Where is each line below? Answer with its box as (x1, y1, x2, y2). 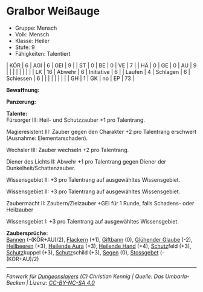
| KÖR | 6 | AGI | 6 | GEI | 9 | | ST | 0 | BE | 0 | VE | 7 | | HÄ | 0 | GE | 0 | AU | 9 (6, 62, 197, 69)
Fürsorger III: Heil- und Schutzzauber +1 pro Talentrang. (6, 116, 145, 124)
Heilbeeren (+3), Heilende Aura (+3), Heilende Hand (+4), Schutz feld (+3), (6, 242, 192, 250)
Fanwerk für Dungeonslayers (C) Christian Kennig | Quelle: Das (6, 273, 164, 280)
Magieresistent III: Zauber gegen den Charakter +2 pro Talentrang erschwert (6, 128, 197, 135)
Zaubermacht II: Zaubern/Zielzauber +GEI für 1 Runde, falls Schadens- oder (6, 199, 195, 207)
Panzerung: (6, 98, 36, 105)
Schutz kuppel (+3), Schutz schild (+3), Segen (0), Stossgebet (6, 248, 159, 256)
